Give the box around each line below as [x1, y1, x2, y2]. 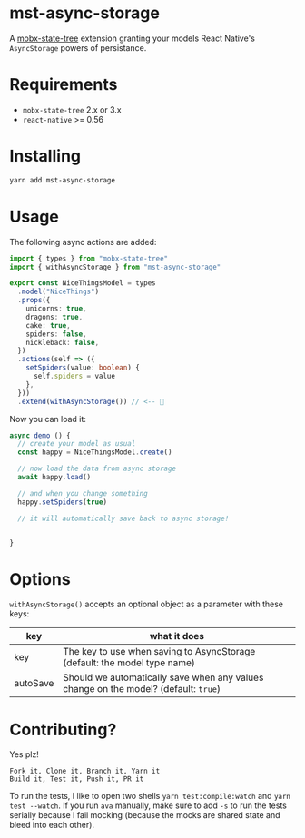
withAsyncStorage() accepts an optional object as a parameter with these [9, 598, 284, 610]
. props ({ [17, 296, 51, 305]
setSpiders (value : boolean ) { [25, 363, 141, 372]
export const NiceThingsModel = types [9, 279, 156, 288]
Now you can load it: [9, 413, 86, 424]
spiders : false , [25, 330, 88, 339]
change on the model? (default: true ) [63, 683, 221, 695]
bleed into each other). [9, 820, 95, 831]
